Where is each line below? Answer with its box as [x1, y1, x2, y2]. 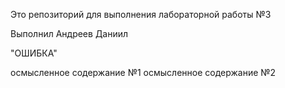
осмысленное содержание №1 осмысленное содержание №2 [10, 67, 277, 78]
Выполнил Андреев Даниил [10, 28, 129, 39]
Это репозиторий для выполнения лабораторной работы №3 [10, 9, 272, 20]
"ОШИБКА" [10, 47, 58, 59]
